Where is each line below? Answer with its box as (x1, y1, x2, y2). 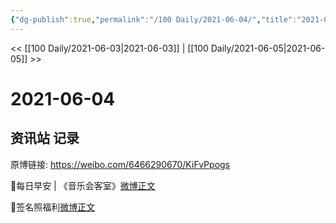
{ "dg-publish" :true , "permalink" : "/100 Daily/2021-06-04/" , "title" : (10, 14, 298, 25)
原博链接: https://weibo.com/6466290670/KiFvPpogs (10, 158, 230, 170)
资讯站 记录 (10, 130, 80, 147)
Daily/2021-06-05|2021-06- (210, 42, 326, 54)
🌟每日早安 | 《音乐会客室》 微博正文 (10, 179, 156, 191)
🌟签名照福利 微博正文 (10, 201, 96, 213)
